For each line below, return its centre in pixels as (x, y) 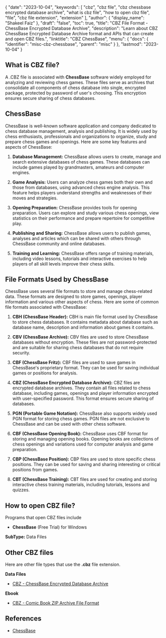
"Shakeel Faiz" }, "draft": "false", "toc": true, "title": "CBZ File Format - (77, 23)
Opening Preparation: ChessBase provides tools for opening (75, 207)
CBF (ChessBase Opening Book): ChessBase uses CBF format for (80, 434)
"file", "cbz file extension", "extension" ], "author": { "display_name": (75, 18)
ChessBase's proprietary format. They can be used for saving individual (86, 368)
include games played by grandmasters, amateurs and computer (78, 167)
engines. (21, 172)
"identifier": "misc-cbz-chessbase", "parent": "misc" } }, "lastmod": (74, 44)
